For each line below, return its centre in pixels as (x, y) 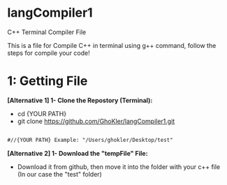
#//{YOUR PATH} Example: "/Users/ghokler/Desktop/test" (90, 140)
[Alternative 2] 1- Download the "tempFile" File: (78, 153)
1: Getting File (47, 81)
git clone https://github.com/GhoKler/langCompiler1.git (96, 121)
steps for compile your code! (49, 53)
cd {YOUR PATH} (42, 113)
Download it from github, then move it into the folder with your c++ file (119, 167)
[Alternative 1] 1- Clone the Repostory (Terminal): (80, 100)
